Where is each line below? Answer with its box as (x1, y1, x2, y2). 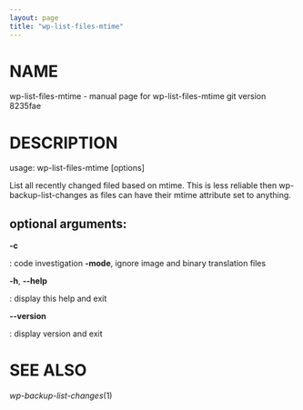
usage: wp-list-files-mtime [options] (9, 163, 146, 174)
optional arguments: (9, 215, 127, 232)
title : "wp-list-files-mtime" (9, 22, 125, 31)
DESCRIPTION (9, 133, 118, 153)
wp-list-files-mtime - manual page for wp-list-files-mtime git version (9, 91, 267, 102)
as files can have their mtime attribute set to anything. (89, 190, 291, 201)
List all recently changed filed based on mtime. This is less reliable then (9, 180, 278, 191)
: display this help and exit (9, 293, 107, 305)
